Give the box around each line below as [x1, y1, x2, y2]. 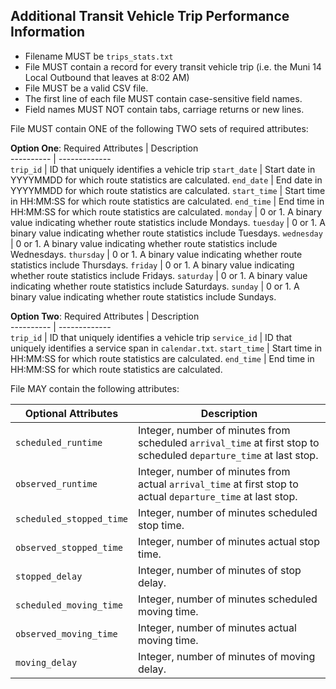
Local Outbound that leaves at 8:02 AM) [24, 71, 190, 83]
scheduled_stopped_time [15, 513, 129, 524]
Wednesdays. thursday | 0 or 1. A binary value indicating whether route [10, 248, 303, 260]
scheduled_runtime [15, 437, 103, 448]
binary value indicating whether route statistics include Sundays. [10, 290, 277, 303]
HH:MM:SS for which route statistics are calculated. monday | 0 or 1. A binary [10, 205, 323, 218]
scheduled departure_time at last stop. [138, 448, 319, 462]
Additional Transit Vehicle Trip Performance [10, 8, 290, 25]
